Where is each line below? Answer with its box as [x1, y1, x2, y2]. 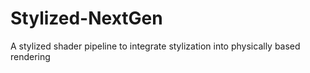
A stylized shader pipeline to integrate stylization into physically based [10, 40, 301, 52]
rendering [10, 50, 51, 62]
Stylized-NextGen [10, 7, 163, 30]
